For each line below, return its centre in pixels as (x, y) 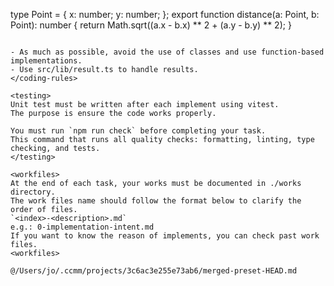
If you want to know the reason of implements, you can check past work (165, 236)
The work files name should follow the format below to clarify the (156, 201)
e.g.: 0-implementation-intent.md (82, 227)
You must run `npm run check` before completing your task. (138, 131)
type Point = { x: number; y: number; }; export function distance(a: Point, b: (165, 14)
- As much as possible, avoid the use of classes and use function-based (167, 52)
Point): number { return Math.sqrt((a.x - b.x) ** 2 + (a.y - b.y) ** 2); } (151, 25)
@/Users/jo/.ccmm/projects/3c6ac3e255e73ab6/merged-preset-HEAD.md (154, 271)
